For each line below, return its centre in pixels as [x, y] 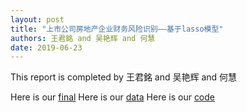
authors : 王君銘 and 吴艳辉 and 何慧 [83, 38]
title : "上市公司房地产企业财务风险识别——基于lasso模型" [117, 29]
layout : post [37, 19]
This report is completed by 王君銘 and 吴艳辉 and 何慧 [124, 77]
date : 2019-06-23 [46, 47]
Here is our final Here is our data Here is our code [113, 97]
